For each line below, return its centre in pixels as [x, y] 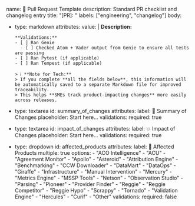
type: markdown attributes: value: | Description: [73, 27]
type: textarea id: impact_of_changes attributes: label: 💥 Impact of [95, 129]
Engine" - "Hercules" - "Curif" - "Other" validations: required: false [96, 197]
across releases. [36, 100]
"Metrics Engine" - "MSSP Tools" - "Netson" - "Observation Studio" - [99, 178]
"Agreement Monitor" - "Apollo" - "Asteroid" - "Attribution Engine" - [96, 159]
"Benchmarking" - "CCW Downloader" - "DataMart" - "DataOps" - [95, 165]
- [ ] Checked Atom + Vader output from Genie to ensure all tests [105, 48]
